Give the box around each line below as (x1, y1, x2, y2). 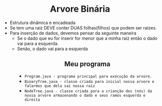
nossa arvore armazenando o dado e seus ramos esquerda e (24, 93, 146, 98)
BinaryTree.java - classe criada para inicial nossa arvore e (24, 79, 155, 84)
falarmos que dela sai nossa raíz (24, 83, 95, 88)
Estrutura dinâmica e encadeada (9, 20, 76, 26)
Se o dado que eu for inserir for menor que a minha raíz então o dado (17, 35, 158, 41)
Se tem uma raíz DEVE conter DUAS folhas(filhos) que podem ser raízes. (9, 25, 157, 30)
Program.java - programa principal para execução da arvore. (24, 74, 152, 79)
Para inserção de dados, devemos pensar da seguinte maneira (9, 30, 136, 36)
